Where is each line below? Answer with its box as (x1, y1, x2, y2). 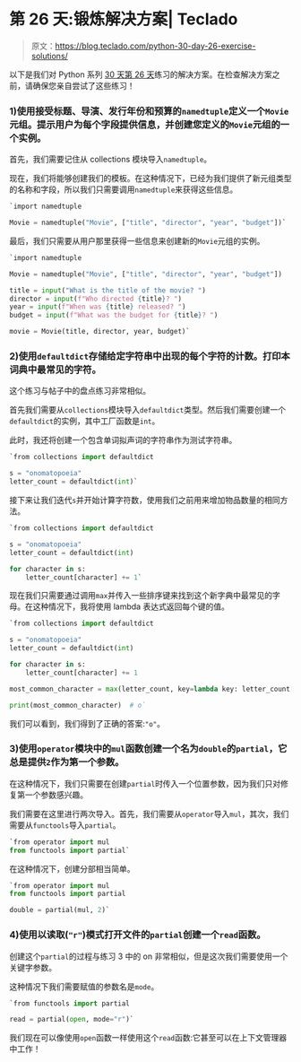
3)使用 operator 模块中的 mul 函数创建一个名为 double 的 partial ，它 (9, 743, 288, 755)
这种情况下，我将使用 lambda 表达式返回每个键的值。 (32, 601, 230, 612)
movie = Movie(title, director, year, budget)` (9, 327, 191, 336)
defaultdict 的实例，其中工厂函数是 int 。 (9, 415, 160, 427)
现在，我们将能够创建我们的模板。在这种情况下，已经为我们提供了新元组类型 (9, 173, 292, 184)
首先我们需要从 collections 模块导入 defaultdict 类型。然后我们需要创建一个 (9, 405, 287, 415)
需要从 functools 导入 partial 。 (9, 819, 121, 831)
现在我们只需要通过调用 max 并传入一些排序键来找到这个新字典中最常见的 (9, 590, 273, 601)
